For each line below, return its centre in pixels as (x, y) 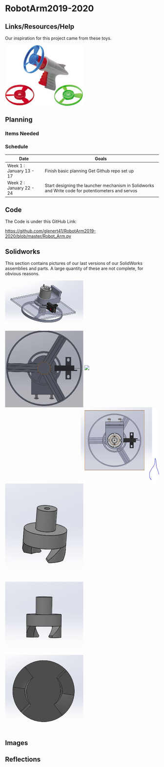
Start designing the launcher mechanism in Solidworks (100, 185)
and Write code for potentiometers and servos (91, 190)
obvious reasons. (22, 274)
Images (17, 743)
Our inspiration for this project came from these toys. (58, 38)
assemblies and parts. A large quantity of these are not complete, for (74, 268)
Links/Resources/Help (40, 27)
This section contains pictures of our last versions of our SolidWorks (74, 263)
